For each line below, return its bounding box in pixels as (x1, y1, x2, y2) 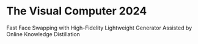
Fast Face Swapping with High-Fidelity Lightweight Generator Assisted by (6, 24, 193, 31)
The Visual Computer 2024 (6, 4, 147, 18)
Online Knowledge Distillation (6, 30, 81, 37)
